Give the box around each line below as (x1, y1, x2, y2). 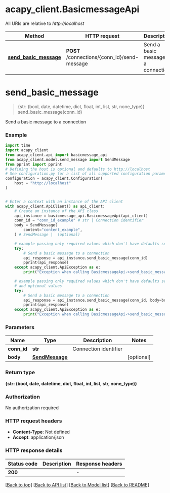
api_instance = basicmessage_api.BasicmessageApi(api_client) (14, 213, 148, 218)
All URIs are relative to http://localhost (5, 20, 84, 26)
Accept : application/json (12, 434, 64, 440)
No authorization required (5, 405, 59, 411)
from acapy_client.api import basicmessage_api (5, 152, 108, 157)
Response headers (76, 460, 122, 467)
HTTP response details (5, 447, 63, 454)
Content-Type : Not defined (12, 429, 70, 435)
